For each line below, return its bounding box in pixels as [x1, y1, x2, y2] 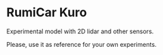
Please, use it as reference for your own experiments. [6, 40, 157, 48]
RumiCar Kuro [6, 5, 87, 20]
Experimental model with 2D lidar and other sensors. [6, 27, 154, 35]
